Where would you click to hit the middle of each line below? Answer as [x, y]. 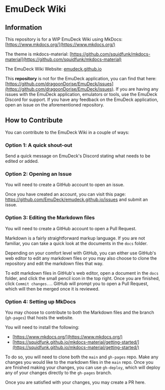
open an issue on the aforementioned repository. [55, 105]
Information [24, 27]
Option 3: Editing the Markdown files [50, 218]
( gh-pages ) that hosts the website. [39, 317]
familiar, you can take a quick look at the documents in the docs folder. [77, 243]
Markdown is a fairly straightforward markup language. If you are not [75, 238]
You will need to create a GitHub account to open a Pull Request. [71, 228]
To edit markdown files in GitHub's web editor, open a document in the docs [82, 273]
